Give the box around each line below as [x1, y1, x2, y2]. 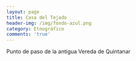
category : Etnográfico [6, 25, 64, 32]
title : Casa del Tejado [6, 14, 67, 21]
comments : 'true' [6, 31, 51, 37]
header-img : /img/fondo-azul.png [6, 20, 92, 26]
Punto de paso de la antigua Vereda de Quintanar [6, 48, 130, 55]
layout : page [6, 8, 40, 15]
